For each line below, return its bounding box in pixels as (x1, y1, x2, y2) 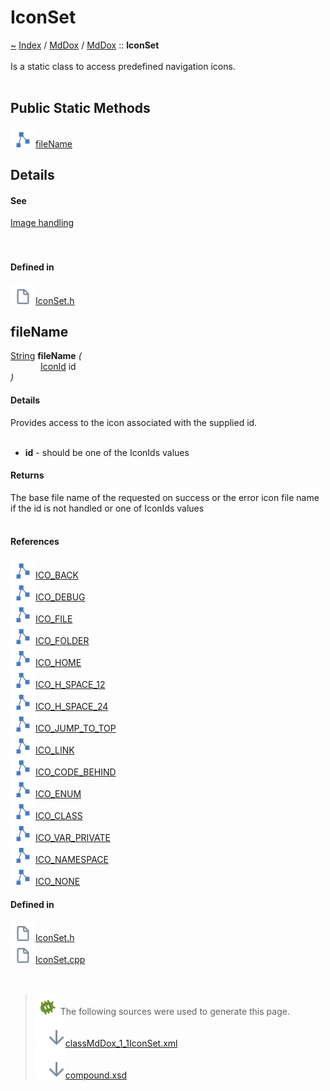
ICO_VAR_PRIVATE (35, 831, 111, 843)
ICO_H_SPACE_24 (35, 700, 109, 712)
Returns (10, 469, 45, 481)
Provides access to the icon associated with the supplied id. (10, 416, 258, 428)
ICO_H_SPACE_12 (35, 678, 106, 690)
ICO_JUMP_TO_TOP (35, 722, 117, 734)
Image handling (10, 217, 75, 229)
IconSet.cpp (35, 954, 86, 966)
